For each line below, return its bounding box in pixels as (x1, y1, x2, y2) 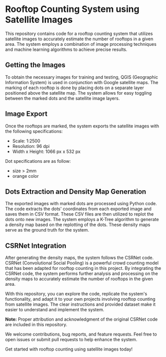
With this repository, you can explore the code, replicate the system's (5, 291, 148, 297)
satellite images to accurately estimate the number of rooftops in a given (5, 36, 154, 42)
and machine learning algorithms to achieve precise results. (5, 46, 128, 52)
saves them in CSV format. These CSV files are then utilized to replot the (5, 211, 154, 217)
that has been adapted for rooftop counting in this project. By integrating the (5, 265, 162, 271)
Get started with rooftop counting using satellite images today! (5, 346, 133, 352)
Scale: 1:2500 (12, 138, 41, 144)
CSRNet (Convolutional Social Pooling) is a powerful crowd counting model (5, 260, 159, 266)
